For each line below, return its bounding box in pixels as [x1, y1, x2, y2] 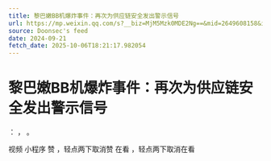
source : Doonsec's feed [8, 27, 89, 35]
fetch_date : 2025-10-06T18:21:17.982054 [8, 42, 147, 50]
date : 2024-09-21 [8, 34, 67, 43]
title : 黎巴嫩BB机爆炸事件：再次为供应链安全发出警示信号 [8, 11, 179, 20]
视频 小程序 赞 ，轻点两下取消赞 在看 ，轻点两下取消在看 [8, 144, 195, 154]
